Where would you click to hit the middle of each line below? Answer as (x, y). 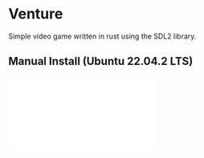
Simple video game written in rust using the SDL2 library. (102, 36)
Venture (36, 14)
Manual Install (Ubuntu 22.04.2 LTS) (101, 61)
